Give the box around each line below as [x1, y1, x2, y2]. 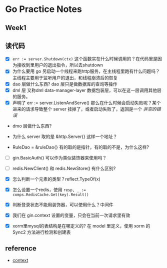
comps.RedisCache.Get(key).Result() [12, 192, 89, 197]
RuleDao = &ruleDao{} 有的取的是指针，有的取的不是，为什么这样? [12, 144, 149, 150]
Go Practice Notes [5, 3, 82, 15]
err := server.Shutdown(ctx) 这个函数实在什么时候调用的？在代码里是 [12, 56, 158, 62]
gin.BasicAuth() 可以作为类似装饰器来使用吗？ [12, 154, 107, 160]
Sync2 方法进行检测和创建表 [12, 229, 71, 235]
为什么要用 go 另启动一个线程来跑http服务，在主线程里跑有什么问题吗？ [12, 68, 160, 74]
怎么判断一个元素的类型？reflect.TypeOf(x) [12, 176, 101, 182]
